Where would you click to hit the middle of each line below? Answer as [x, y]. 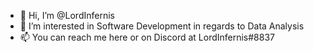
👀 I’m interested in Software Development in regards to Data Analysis [162, 26]
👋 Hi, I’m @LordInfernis [67, 15]
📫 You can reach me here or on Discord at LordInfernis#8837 [147, 37]
